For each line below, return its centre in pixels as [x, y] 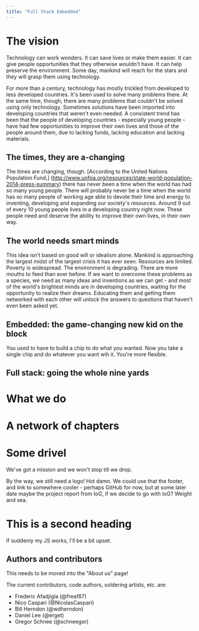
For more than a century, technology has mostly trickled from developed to [98, 88]
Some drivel [36, 453]
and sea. [17, 500]
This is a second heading [69, 524]
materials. [18, 139]
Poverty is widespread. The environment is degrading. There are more [92, 268]
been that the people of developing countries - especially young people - [96, 120]
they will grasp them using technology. [53, 76]
